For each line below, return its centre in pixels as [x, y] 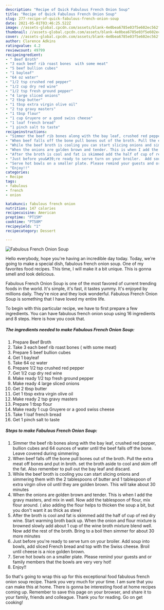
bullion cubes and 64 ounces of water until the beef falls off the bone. [82, 448]
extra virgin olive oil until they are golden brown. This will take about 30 [84, 484]
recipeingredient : [24, 55]
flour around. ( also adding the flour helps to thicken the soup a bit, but [83, 505]
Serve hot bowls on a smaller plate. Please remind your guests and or [82, 556]
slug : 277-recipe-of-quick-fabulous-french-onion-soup [62, 18]
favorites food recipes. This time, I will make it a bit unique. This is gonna [78, 269]
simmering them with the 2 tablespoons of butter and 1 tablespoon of [82, 479]
